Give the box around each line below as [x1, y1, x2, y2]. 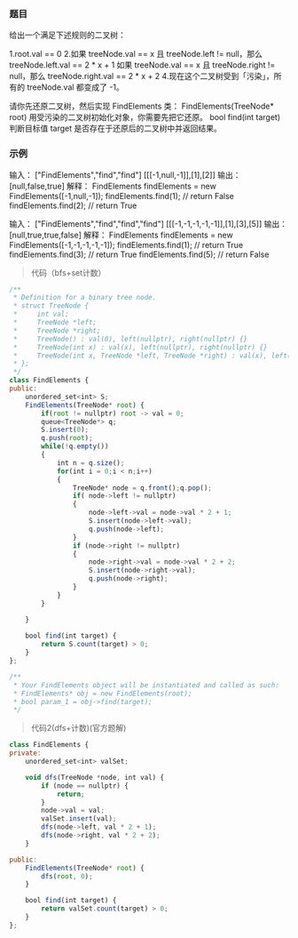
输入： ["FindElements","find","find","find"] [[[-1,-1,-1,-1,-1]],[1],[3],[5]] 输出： [9, 218, 288, 228]
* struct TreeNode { [12, 301, 90, 310]
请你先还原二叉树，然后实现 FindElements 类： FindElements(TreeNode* [9, 100, 275, 112]
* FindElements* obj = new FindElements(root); [12, 689, 192, 698]
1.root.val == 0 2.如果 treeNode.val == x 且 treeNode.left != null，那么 [9, 49, 263, 60]
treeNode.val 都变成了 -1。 [26, 82, 124, 92]
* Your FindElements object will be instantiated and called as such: [12, 680, 279, 690]
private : [9, 749, 42, 758]
